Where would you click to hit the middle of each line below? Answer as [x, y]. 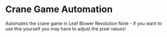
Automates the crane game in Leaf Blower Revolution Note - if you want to [84, 23]
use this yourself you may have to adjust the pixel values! [66, 28]
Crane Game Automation [59, 9]
